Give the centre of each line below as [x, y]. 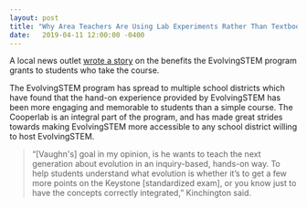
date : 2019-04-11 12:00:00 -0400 [77, 35]
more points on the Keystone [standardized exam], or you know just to [164, 183]
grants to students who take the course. [85, 70]
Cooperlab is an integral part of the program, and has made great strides [146, 117]
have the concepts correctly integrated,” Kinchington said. [142, 193]
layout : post [34, 18]
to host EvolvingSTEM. [52, 137]
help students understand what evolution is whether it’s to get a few [159, 173]
